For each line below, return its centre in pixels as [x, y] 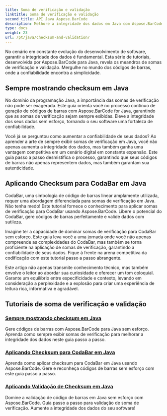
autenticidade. [20, 168]
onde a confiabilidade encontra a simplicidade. [53, 72]
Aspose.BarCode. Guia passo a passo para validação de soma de [72, 403]
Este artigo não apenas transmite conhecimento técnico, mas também [77, 267]
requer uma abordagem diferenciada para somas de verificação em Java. [80, 201]
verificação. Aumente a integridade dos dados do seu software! [70, 408]
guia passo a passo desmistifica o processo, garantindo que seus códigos [81, 157]
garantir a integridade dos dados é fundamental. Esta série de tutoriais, [78, 57]
